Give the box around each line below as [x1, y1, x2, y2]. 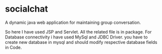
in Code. [5, 44, 22, 50]
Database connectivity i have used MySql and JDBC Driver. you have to [5, 34, 148, 40]
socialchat [5, 3, 49, 15]
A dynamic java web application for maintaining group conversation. [5, 19, 141, 25]
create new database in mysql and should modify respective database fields [5, 39, 158, 45]
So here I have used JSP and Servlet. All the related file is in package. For [5, 29, 152, 35]
